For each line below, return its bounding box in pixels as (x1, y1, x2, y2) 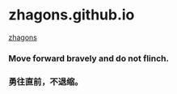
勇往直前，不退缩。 (8, 75, 83, 87)
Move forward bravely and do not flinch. (8, 53, 170, 64)
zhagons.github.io (8, 6, 135, 24)
